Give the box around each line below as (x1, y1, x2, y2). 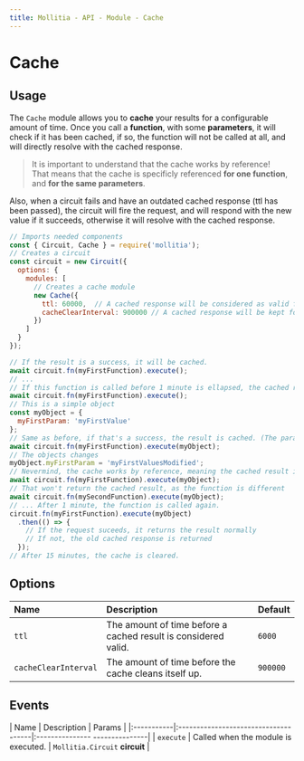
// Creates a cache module (33, 282, 136, 291)
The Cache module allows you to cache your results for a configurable (9, 112, 269, 123)
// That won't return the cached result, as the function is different (9, 484, 285, 493)
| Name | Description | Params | (9, 721, 127, 733)
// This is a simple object (9, 400, 116, 409)
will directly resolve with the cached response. (9, 141, 183, 152)
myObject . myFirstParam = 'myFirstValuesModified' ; (9, 459, 204, 468)
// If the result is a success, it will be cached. (9, 357, 208, 366)
